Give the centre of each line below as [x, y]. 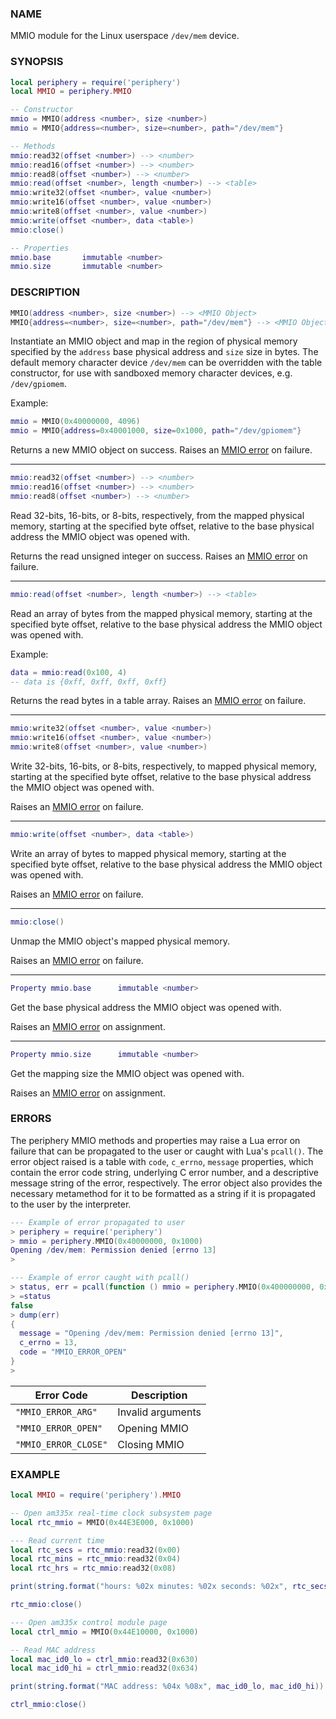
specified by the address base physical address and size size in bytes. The [164, 352]
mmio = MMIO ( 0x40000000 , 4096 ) [75, 422]
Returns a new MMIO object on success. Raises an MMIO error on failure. [161, 450]
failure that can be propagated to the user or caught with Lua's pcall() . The [167, 1151]
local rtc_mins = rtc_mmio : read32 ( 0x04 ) [96, 1559]
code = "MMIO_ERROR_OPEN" [73, 1352]
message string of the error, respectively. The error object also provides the [166, 1183]
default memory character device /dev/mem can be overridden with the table [166, 363]
